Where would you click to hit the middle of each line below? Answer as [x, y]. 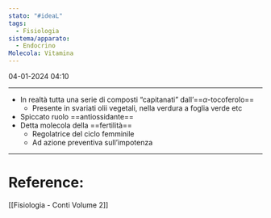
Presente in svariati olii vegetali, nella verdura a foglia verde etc [137, 108]
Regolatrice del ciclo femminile [83, 134]
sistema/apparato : [39, 38]
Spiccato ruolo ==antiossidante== [77, 117]
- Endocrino [36, 46]
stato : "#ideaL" [35, 16]
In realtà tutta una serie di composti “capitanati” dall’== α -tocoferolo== [137, 99]
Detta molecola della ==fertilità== [76, 125]
